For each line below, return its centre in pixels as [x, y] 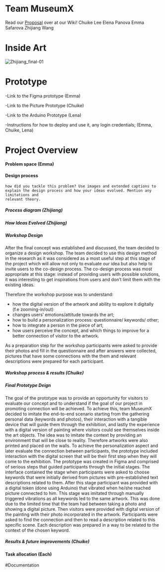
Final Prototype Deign [28, 385]
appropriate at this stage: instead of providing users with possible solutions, [82, 274]
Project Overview [42, 150]
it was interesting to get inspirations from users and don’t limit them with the [83, 280]
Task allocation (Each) [28, 554]
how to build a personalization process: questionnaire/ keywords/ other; [86, 320]
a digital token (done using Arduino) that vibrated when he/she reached [78, 488]
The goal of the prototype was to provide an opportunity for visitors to [77, 398]
